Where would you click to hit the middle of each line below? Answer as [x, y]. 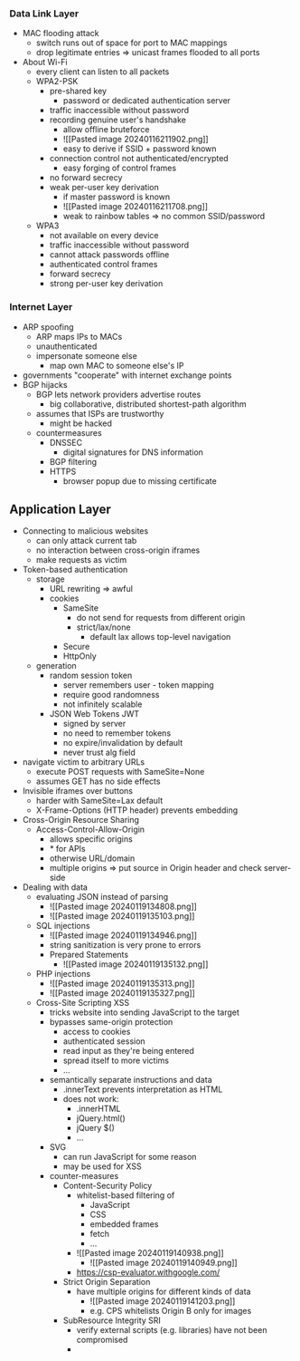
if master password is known [117, 197]
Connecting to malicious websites [85, 531]
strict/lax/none [103, 627]
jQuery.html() [101, 1118]
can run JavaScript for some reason [130, 1157]
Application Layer [60, 509]
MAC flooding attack [61, 34]
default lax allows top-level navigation [160, 637]
